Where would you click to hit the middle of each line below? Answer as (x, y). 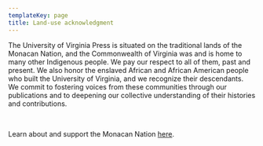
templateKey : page (38, 15)
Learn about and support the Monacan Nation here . (91, 133)
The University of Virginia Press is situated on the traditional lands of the (125, 45)
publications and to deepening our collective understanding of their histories (132, 95)
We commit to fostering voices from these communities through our (118, 86)
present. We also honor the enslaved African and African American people (128, 70)
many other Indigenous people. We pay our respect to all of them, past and (130, 62)
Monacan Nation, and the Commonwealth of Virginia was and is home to (125, 53)
